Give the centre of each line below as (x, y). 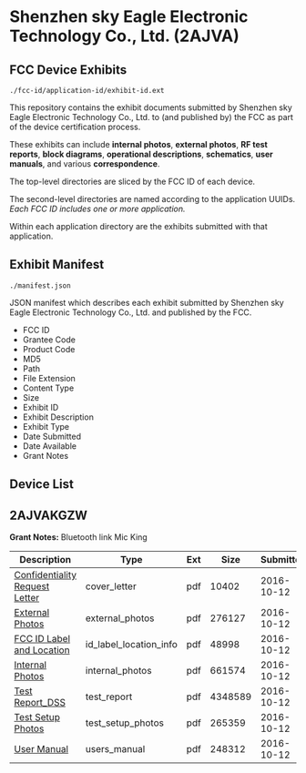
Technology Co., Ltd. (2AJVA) (124, 36)
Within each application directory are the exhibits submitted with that (139, 226)
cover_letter (111, 586)
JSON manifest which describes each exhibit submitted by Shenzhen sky (147, 302)
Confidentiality (46, 575)
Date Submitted (52, 436)
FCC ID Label (42, 639)
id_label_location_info (131, 645)
